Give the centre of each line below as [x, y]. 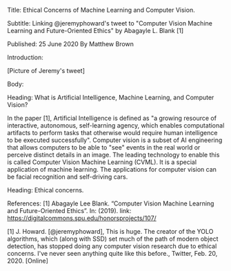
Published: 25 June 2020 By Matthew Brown [71, 44]
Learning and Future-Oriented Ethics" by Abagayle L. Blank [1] [96, 31]
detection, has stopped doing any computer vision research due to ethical [112, 246]
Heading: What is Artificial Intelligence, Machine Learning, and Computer [111, 97]
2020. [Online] [28, 261]
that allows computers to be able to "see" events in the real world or [104, 147]
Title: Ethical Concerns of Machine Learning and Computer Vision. [101, 10]
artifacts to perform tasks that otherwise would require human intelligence [112, 133]
